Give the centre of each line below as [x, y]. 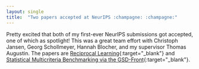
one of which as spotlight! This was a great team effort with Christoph [92, 40]
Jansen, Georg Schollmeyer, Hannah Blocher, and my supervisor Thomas [96, 47]
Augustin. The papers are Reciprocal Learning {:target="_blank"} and [91, 53]
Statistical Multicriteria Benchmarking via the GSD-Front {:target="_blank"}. [98, 59]
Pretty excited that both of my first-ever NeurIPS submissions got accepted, [99, 34]
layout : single [25, 12]
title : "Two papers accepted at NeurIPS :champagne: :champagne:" [92, 17]
